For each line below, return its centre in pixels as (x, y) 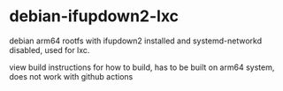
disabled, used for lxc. (50, 49)
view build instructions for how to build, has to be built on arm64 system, (142, 67)
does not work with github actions (71, 76)
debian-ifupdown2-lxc (94, 16)
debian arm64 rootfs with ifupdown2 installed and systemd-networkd (136, 41)
